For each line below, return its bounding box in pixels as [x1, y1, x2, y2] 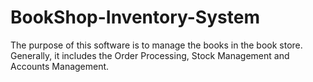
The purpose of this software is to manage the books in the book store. [10, 39, 303, 51]
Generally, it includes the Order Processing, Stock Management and [10, 49, 290, 61]
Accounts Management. [10, 60, 110, 72]
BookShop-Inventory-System [10, 6, 260, 29]
